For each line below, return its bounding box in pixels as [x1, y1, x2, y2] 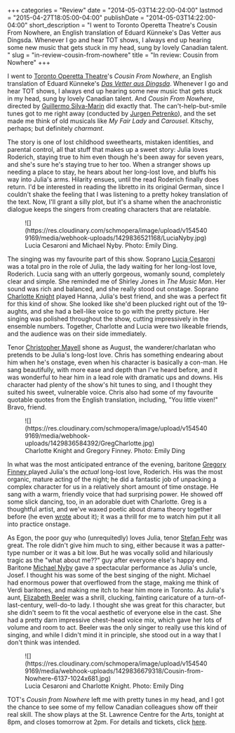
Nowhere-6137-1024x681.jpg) [25, 675, 111, 682]
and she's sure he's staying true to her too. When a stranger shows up [7, 160, 210, 168]
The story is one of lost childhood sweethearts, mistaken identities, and [7, 138, 214, 146]
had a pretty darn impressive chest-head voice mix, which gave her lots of [7, 616, 222, 624]
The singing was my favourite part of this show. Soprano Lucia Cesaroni [7, 255, 215, 263]
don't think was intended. [7, 638, 81, 646]
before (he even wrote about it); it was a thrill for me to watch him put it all [7, 513, 221, 521]
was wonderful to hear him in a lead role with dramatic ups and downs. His [7, 373, 223, 381]
